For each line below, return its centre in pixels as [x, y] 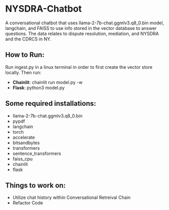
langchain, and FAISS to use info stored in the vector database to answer [81, 28]
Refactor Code [28, 203]
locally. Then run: [23, 72]
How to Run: [25, 55]
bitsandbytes [26, 143]
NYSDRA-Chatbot [44, 9]
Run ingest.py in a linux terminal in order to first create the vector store [79, 67]
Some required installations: [51, 103]
